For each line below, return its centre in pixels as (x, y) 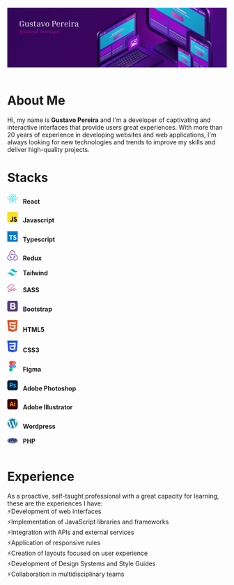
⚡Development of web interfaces (54, 511)
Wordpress (39, 426)
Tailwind (36, 273)
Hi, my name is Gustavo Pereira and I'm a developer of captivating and (109, 120)
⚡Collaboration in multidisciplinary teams (66, 574)
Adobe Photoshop (49, 388)
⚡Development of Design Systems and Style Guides (81, 563)
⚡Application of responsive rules (54, 542)
